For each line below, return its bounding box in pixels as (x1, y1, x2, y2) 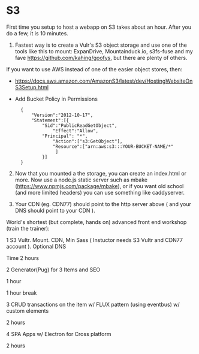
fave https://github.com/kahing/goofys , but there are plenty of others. (14, 54, 188, 61)
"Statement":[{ (31, 117, 69, 123)
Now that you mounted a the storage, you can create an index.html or (14, 170, 187, 177)
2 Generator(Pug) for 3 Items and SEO (6, 266, 101, 273)
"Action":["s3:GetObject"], (53, 138, 123, 144)
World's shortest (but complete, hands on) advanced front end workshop (6, 218, 187, 225)
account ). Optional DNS (6, 243, 67, 250)
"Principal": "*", (41, 133, 88, 139)
